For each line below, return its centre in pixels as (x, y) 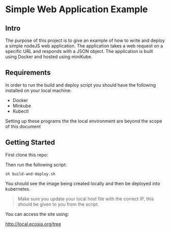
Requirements (28, 73)
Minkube (22, 106)
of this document (23, 126)
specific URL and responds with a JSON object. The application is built (79, 51)
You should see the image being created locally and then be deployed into (83, 183)
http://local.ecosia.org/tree (33, 224)
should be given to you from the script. (58, 204)
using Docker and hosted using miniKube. (49, 57)
